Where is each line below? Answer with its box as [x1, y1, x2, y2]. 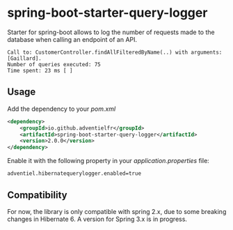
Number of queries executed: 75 [7, 61, 101, 68]
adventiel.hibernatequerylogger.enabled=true [7, 170, 141, 177]
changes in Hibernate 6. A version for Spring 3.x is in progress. [7, 215, 188, 223]
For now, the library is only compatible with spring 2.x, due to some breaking [7, 207, 227, 215]
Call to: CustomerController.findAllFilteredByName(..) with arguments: [7, 49, 223, 56]
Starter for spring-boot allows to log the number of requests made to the [7, 28, 215, 36]
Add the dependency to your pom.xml [7, 105, 116, 113]
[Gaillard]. [7, 54, 42, 62]
